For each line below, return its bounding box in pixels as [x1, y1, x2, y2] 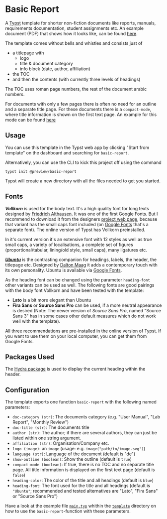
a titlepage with [12, 50, 44, 56]
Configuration [5, 386, 50, 394]
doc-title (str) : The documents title [12, 424, 89, 430]
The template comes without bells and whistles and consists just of [5, 40, 143, 46]
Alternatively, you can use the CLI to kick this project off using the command [5, 159, 162, 165]
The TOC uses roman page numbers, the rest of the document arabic [5, 86, 147, 92]
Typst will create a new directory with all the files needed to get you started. [5, 178, 161, 184]
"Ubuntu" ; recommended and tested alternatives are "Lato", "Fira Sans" [12, 488, 158, 494]
